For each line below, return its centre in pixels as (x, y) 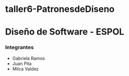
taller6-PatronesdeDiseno (60, 9)
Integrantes (19, 47)
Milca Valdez (25, 69)
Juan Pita (22, 64)
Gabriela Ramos (29, 58)
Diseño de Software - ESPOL (65, 32)
